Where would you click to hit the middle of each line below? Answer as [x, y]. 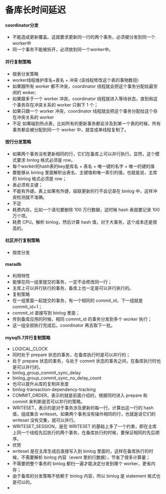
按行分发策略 [18, 142]
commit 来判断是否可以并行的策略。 [49, 402]
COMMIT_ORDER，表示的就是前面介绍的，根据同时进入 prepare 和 [80, 395]
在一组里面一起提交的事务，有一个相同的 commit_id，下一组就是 [78, 301]
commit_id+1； [27, 307]
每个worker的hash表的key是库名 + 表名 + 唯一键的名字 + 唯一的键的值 [83, 166]
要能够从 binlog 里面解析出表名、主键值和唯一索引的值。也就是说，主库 [85, 172]
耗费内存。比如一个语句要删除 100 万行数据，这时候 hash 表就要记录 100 [86, 209]
